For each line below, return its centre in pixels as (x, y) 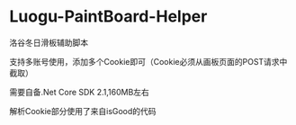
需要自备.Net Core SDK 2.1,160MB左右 (80, 92)
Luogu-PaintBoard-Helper (108, 17)
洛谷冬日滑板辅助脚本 (49, 42)
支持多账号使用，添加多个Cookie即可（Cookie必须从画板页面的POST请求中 (148, 61)
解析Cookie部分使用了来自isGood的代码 (83, 111)
